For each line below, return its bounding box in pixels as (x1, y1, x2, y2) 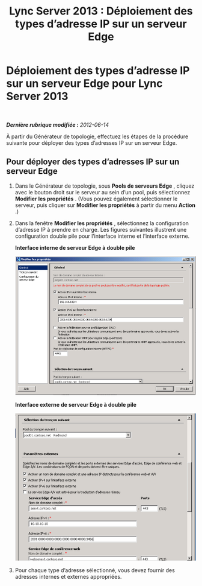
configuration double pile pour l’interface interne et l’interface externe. (14, 232, 190, 240)
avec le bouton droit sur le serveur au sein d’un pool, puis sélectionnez (14, 188, 191, 196)
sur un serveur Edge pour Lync (6, 77, 163, 91)
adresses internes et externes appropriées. (14, 573, 122, 581)
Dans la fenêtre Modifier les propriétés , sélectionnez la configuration (14, 219, 189, 227)
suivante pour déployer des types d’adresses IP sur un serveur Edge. (6, 139, 177, 146)
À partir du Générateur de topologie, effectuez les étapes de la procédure (6, 133, 189, 140)
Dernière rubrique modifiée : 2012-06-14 (6, 121, 109, 128)
